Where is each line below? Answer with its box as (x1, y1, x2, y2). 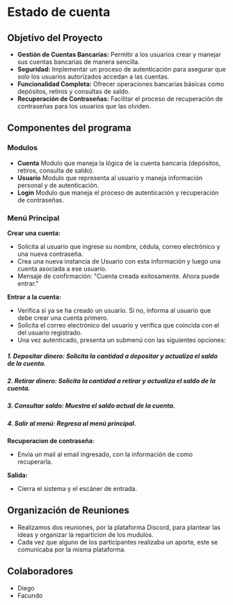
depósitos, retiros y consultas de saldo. (17, 88, 131, 95)
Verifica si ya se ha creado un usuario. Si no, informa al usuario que (17, 306, 211, 314)
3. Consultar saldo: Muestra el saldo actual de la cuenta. (7, 401, 175, 410)
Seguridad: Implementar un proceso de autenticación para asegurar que (17, 65, 226, 73)
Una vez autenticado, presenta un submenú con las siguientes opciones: (17, 335, 226, 344)
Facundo (17, 591, 43, 599)
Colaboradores (7, 565, 74, 577)
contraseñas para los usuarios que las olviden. (17, 102, 151, 110)
